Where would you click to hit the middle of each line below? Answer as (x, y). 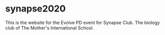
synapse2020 (36, 9)
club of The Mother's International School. (50, 27)
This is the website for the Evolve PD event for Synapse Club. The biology (83, 22)
